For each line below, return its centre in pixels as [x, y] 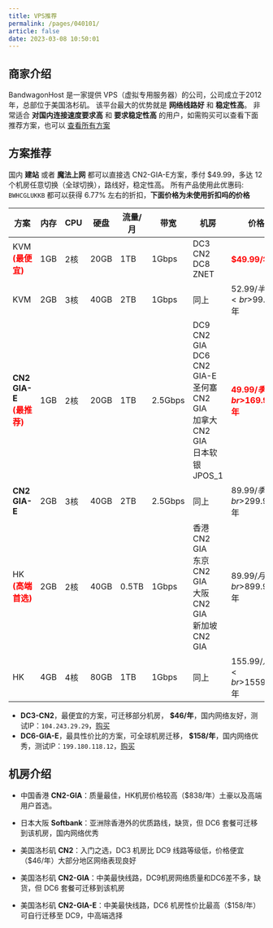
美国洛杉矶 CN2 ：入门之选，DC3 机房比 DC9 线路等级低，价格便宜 [132, 850]
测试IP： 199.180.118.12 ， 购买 [85, 746]
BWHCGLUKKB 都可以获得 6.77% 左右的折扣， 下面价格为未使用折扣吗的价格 [129, 195]
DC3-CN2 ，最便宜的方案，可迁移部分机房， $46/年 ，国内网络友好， [135, 715]
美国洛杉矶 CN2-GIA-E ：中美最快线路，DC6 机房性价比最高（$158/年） [140, 905]
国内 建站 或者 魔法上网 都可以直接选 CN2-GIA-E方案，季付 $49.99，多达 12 [135, 174]
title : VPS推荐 [33, 16]
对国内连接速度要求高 [67, 116]
